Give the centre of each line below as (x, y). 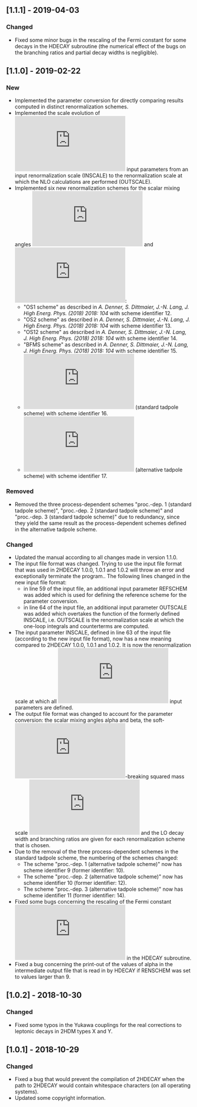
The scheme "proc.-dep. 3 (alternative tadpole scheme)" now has (103, 889)
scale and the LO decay (99, 832)
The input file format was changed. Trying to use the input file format (98, 563)
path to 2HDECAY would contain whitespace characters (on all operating (103, 1085)
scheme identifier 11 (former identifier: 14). (75, 895)
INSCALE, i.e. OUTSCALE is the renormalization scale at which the (103, 620)
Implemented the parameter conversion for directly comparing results (99, 101)
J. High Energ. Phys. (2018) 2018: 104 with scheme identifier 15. (100, 351)
